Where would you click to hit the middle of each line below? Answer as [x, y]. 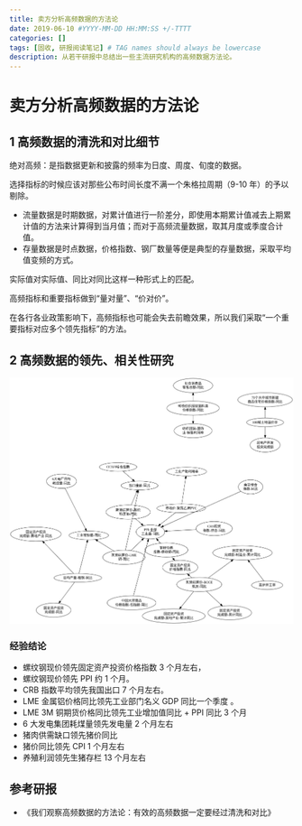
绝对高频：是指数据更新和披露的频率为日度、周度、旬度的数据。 [128, 165]
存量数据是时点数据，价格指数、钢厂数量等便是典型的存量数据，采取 [149, 249]
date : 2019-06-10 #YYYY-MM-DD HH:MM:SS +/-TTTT [101, 28]
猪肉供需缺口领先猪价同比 [70, 735]
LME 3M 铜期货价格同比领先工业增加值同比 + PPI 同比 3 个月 [135, 712]
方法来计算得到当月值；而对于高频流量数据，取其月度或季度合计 [165, 227]
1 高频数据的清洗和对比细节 [85, 141]
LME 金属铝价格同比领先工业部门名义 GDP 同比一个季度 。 [130, 701]
